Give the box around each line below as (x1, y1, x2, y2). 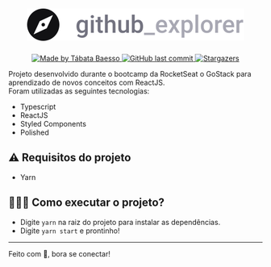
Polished (19, 127, 50, 137)
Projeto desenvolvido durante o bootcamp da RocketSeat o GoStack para (8, 69, 252, 78)
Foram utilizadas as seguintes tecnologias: (8, 86, 150, 96)
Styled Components (19, 119, 87, 128)
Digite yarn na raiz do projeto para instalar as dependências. (19, 217, 221, 227)
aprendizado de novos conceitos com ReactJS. (8, 77, 165, 87)
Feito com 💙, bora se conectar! (8, 248, 110, 258)
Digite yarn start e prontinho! (19, 226, 120, 236)
